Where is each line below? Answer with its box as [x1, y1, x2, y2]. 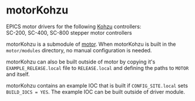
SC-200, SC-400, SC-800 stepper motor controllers [6, 29, 132, 36]
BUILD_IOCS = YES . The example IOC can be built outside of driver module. [6, 88, 185, 95]
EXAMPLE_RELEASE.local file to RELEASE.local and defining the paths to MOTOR [6, 64, 189, 71]
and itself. [6, 70, 30, 78]
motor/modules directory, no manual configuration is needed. [6, 46, 152, 53]
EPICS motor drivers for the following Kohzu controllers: [6, 23, 142, 30]
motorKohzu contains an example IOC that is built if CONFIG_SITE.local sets [6, 82, 188, 89]
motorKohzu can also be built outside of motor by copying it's [6, 58, 156, 65]
